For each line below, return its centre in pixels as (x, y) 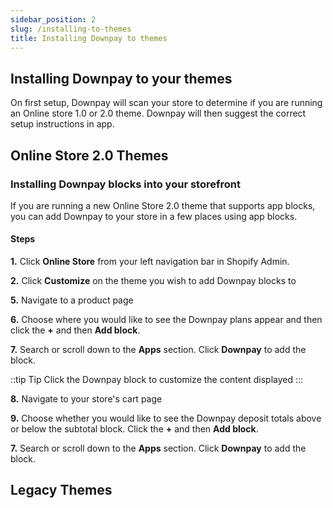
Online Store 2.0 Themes (89, 155)
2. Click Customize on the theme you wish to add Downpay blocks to (153, 281)
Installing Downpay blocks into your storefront (125, 184)
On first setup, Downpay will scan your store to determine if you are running (166, 103)
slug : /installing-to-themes (71, 29)
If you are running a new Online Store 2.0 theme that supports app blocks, (163, 205)
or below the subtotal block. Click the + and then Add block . (134, 429)
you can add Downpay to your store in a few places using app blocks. (154, 216)
